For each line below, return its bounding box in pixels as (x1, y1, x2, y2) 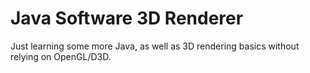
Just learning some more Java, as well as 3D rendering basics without (10, 40, 300, 52)
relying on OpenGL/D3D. (10, 50, 112, 62)
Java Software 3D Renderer (10, 7, 244, 30)
